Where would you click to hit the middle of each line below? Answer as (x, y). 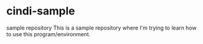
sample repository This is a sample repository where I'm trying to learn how (102, 28)
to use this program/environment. (48, 34)
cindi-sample (41, 11)
